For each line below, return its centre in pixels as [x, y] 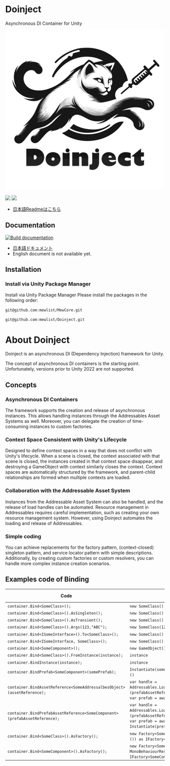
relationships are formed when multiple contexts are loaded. [68, 477]
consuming [17, 427]
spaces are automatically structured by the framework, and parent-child [80, 472]
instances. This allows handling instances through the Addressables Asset [83, 416]
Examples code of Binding [47, 579]
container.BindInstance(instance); [45, 662]
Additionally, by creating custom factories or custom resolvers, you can [80, 558]
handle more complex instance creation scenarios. [58, 563]
